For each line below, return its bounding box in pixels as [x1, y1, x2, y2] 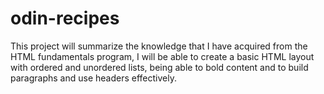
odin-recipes [10, 7, 120, 30]
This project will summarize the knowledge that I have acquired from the [10, 40, 308, 52]
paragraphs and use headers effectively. [10, 72, 177, 84]
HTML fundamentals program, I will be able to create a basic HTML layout [10, 50, 315, 62]
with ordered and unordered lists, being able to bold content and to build [10, 61, 309, 73]
